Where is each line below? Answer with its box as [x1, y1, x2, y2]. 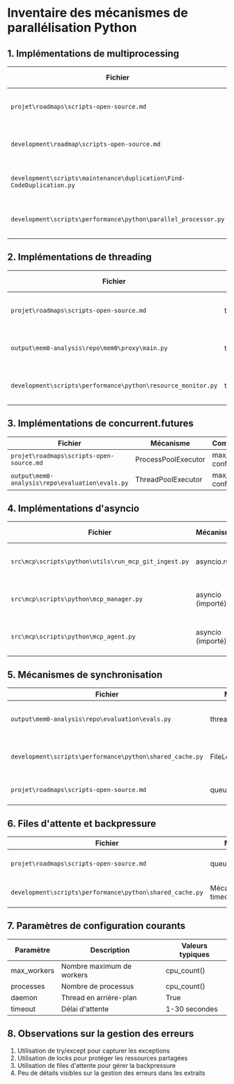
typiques [179, 949, 210, 959]
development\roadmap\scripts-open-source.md [10, 140, 161, 148]
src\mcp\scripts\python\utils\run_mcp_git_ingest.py [10, 557, 189, 566]
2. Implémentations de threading [7, 251, 152, 263]
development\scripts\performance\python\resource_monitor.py [10, 381, 218, 389]
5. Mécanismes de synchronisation [7, 668, 163, 680]
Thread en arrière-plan [61, 993, 137, 1002]
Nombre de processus [61, 981, 134, 991]
